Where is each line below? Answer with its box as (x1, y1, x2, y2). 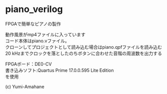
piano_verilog (5, 4, 63, 15)
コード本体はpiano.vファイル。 (5, 38, 70, 44)
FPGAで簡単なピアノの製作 (5, 21, 61, 27)
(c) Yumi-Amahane (5, 83, 45, 89)
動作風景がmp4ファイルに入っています (5, 31, 86, 37)
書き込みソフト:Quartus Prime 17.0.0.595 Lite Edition (5, 67, 114, 73)
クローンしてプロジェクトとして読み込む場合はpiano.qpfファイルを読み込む (5, 44, 162, 50)
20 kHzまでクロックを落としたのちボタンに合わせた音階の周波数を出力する (5, 50, 162, 56)
